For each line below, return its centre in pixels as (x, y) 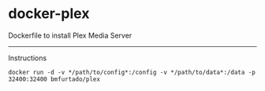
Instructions (28, 58)
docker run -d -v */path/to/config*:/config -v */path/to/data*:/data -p (132, 72)
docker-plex (49, 14)
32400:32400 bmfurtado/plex (54, 79)
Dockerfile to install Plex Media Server (70, 35)
